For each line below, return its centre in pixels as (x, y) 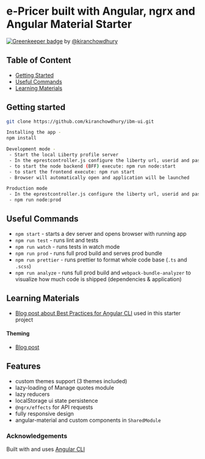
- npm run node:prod (35, 200)
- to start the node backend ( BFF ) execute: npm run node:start (92, 166)
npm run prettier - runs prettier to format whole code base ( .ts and (101, 259)
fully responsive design (45, 413)
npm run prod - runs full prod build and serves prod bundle (89, 253)
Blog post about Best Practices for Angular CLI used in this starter (98, 313)
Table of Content (39, 60)
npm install (21, 138)
